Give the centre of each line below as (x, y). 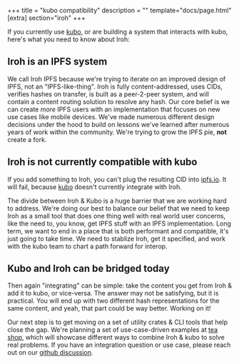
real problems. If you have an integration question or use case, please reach (119, 345)
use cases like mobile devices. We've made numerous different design (111, 116)
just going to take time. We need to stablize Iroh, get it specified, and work (117, 238)
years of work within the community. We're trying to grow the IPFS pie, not (117, 132)
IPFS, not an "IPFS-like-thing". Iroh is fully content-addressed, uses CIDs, (115, 86)
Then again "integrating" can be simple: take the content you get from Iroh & (120, 285)
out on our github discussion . (50, 353)
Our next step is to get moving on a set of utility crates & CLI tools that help (118, 322)
